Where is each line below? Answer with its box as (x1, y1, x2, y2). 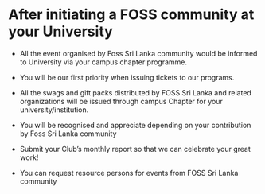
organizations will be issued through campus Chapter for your (19, 96, 223, 106)
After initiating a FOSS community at (8, 6, 255, 24)
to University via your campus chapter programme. (19, 57, 188, 67)
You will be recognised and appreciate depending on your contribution (19, 120, 251, 130)
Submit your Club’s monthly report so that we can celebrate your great (19, 144, 251, 153)
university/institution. (19, 105, 89, 114)
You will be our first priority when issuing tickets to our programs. (19, 72, 235, 82)
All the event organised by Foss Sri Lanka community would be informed (19, 48, 258, 58)
